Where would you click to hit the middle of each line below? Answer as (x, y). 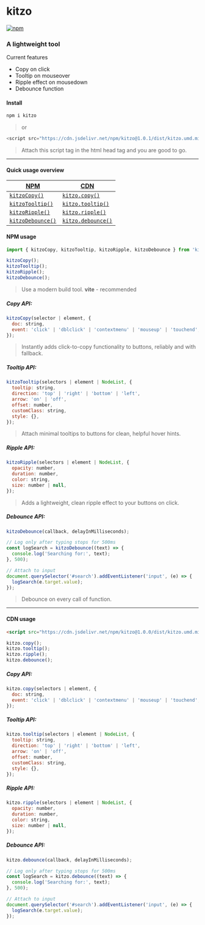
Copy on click (32, 69)
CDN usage (21, 619)
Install (14, 103)
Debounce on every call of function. (66, 599)
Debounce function (39, 89)
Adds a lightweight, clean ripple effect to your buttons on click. (100, 502)
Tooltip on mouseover (42, 76)
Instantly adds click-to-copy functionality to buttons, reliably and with (109, 347)
